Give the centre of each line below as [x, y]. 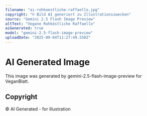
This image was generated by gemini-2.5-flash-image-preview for [73, 76]
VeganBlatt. [17, 81]
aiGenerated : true [24, 28]
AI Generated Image [48, 62]
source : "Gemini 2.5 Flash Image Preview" [50, 19]
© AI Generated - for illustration [38, 109]
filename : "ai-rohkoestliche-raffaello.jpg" [52, 10]
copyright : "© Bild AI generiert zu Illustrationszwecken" [68, 14]
